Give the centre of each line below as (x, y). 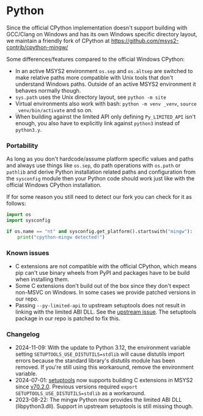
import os (19, 215)
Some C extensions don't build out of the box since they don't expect (102, 286)
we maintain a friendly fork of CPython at (58, 40)
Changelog (23, 334)
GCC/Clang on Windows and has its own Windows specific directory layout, (102, 34)
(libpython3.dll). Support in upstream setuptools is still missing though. (104, 406)
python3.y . (28, 129)
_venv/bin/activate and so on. (54, 110)
